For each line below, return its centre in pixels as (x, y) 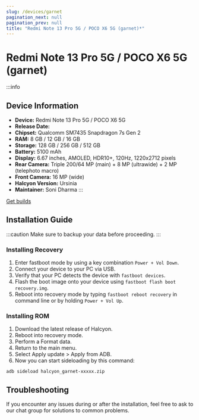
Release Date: (32, 126)
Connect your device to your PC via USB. (65, 269)
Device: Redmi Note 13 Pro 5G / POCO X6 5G (70, 120)
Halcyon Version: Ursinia (46, 183)
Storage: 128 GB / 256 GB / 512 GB (58, 145)
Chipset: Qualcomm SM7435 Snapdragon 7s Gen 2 (78, 133)
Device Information (42, 106)
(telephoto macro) (37, 171)
